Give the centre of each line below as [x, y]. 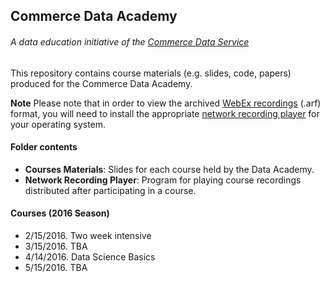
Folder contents [44, 147]
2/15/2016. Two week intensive [88, 235]
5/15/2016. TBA [56, 267]
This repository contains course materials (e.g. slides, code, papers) [151, 73]
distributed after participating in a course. [110, 190]
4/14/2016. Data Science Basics [90, 257]
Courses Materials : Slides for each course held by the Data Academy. [169, 169]
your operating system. [58, 124]
